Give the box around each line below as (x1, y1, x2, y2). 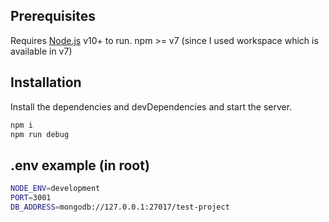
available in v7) (10, 45, 73, 57)
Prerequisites (10, 8, 96, 25)
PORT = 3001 (10, 193, 52, 203)
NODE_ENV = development (10, 184, 101, 194)
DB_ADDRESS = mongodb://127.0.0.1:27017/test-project (10, 202, 230, 212)
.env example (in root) (10, 157, 150, 174)
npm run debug (10, 129, 70, 139)
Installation (10, 74, 82, 91)
